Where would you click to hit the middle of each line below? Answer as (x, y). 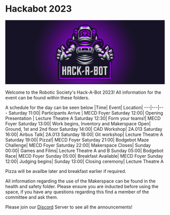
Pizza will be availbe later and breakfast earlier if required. (66, 171)
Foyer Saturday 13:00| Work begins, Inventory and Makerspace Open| (78, 123)
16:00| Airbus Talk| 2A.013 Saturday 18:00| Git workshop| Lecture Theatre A (84, 134)
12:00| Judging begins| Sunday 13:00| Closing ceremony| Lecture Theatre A (84, 161)
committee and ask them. (32, 197)
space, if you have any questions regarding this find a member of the (77, 192)
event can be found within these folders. (47, 97)
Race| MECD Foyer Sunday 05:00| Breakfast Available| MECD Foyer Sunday (84, 156)
